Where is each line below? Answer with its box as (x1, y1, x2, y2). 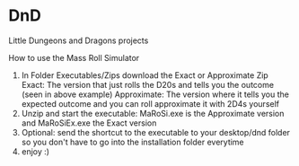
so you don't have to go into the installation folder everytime (21, 136, 244, 147)
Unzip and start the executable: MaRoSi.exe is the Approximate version (21, 108, 285, 118)
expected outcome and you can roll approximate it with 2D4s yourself (21, 98, 280, 109)
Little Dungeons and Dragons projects (8, 35, 149, 46)
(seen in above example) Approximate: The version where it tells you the (21, 89, 289, 100)
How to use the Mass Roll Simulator (8, 52, 140, 63)
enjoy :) (21, 145, 50, 157)
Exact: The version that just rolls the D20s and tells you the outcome (21, 79, 275, 90)
